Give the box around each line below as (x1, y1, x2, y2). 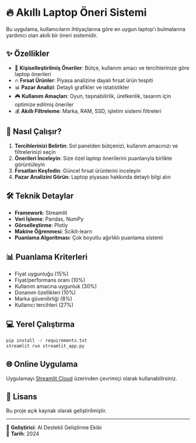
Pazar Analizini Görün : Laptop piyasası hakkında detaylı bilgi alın (14, 173, 171, 180)
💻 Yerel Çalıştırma (6, 319, 75, 329)
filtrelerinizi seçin (14, 148, 57, 155)
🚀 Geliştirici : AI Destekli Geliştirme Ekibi (6, 424, 102, 431)
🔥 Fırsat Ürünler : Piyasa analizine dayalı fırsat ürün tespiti (14, 77, 153, 84)
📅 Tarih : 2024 (6, 430, 40, 437)
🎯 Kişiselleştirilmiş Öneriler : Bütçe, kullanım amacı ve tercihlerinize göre (14, 64, 190, 71)
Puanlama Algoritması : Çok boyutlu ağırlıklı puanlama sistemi (14, 234, 163, 241)
